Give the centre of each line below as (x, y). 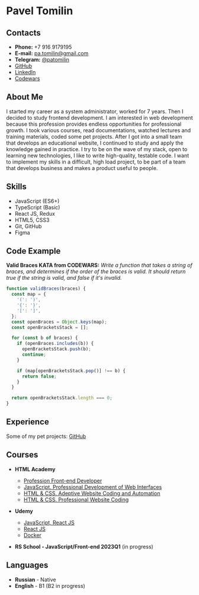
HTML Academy (35, 469)
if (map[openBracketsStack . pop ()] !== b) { (71, 371)
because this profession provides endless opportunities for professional (94, 124)
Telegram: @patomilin (42, 60)
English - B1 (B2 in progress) (50, 586)
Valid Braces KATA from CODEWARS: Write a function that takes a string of (99, 265)
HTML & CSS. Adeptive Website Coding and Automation (92, 493)
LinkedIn (25, 72)
